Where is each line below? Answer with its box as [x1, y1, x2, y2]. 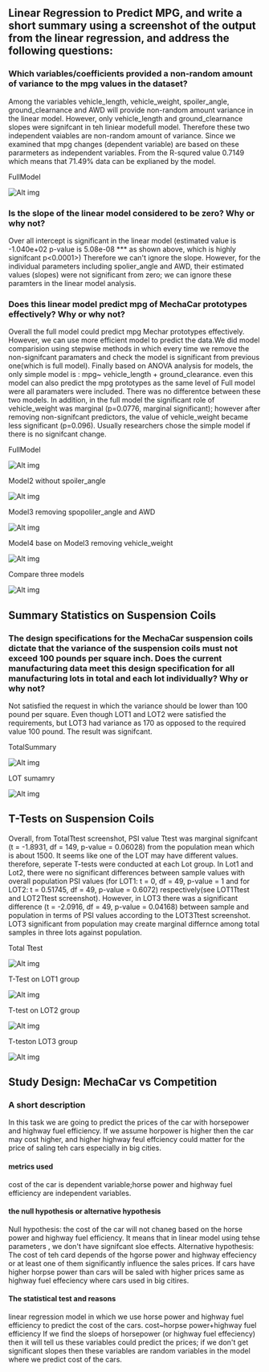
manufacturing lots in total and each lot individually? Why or [8, 673, 249, 684]
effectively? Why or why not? [8, 309, 126, 320]
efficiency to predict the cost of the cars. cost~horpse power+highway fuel [8, 1321, 257, 1330]
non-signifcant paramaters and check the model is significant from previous [8, 353, 260, 362]
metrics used [8, 1161, 54, 1172]
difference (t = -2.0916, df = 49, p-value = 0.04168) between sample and [8, 902, 249, 911]
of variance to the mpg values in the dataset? [8, 78, 188, 89]
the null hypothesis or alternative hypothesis [8, 1206, 161, 1216]
